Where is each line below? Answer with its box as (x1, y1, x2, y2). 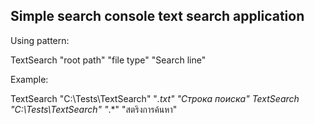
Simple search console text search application (10, 8, 305, 25)
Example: (10, 73, 49, 85)
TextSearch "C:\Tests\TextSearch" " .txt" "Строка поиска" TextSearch (10, 92, 300, 104)
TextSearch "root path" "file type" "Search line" (10, 54, 207, 66)
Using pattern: (10, 34, 70, 46)
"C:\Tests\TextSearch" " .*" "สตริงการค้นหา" (10, 103, 178, 115)
